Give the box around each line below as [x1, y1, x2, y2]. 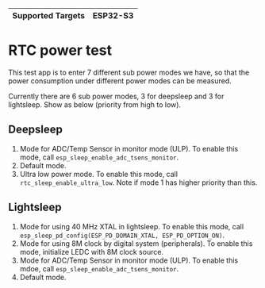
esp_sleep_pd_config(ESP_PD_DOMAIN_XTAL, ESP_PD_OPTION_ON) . [19, 230, 225, 240]
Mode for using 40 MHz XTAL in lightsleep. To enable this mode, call [19, 221, 244, 231]
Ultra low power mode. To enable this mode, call [19, 169, 179, 179]
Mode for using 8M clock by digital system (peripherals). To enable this [19, 238, 253, 248]
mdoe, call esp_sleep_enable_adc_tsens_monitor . [19, 263, 179, 273]
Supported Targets [12, 10, 86, 21]
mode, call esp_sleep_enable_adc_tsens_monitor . [19, 152, 179, 162]
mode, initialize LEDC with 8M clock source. [19, 247, 164, 256]
